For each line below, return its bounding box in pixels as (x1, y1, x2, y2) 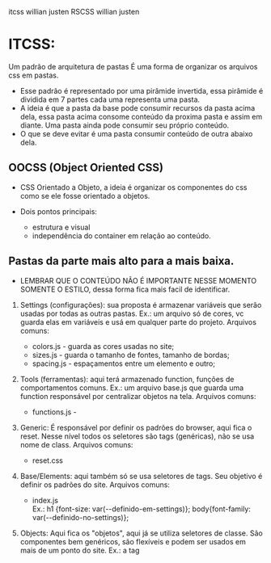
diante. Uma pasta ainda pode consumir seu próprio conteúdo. (19, 120, 230, 130)
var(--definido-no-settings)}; (32, 512, 129, 522)
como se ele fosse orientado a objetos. (19, 191, 150, 200)
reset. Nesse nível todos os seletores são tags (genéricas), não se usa (19, 431, 255, 441)
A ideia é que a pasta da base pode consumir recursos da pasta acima (19, 103, 256, 112)
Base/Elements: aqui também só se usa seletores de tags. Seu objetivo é (19, 471, 263, 481)
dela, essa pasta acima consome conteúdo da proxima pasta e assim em (19, 111, 263, 121)
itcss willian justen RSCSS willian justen (8, 7, 140, 16)
